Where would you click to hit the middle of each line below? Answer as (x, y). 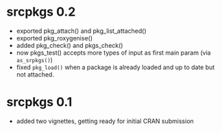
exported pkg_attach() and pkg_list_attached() (81, 31)
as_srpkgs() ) (34, 60)
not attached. (35, 74)
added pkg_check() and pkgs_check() (70, 45)
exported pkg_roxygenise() (54, 38)
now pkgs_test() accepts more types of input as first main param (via (113, 53)
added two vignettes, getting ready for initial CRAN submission (105, 121)
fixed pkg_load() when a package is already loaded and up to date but (115, 67)
